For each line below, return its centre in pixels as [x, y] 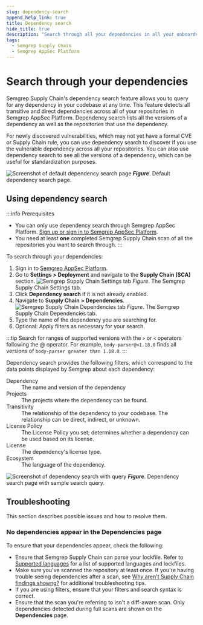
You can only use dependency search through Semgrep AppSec [95, 225]
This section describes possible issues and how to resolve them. [87, 516]
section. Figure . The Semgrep [100, 281]
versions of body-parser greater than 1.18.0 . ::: [67, 351]
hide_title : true [28, 29]
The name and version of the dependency [73, 387]
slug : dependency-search [37, 12]
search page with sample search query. [55, 482]
